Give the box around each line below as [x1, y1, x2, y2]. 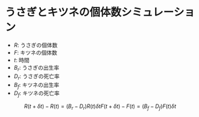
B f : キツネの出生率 [13, 81, 60, 90]
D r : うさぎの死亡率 [13, 73, 60, 81]
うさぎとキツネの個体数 [5, 5, 122, 19]
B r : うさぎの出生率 [13, 64, 60, 73]
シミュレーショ [121, 5, 195, 19]
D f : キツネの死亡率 [13, 89, 60, 98]
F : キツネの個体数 [13, 49, 58, 56]
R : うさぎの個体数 [13, 41, 58, 49]
